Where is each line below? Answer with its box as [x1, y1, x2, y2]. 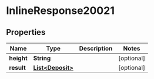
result [9, 64, 26, 71]
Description [79, 45, 113, 52]
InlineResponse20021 [6, 4, 115, 17]
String [33, 54, 51, 62]
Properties [6, 27, 46, 37]
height [9, 54, 28, 62]
